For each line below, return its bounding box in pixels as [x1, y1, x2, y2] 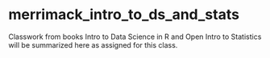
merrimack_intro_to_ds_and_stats [8, 6, 240, 24]
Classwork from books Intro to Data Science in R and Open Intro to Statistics [8, 32, 262, 41]
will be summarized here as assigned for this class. [8, 40, 178, 49]
